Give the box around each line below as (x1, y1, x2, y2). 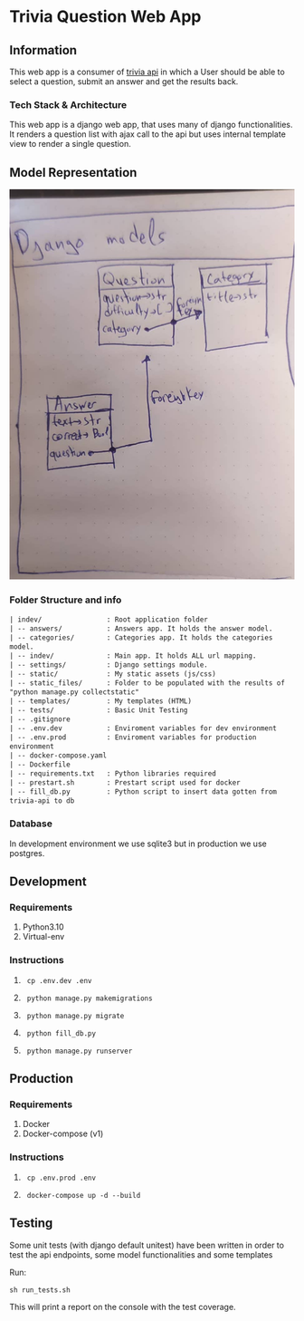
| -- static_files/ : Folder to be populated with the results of (9, 679, 285, 688)
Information (9, 43, 78, 58)
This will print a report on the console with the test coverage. (9, 1301, 237, 1312)
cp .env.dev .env (26, 976, 92, 985)
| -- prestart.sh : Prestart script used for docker (9, 778, 242, 787)
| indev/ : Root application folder (9, 615, 208, 624)
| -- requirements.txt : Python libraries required (9, 769, 217, 778)
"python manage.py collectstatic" (9, 688, 140, 697)
